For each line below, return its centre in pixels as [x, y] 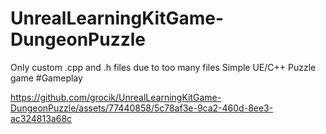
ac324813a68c [41, 118]
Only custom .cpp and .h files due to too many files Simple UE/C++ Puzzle [163, 67]
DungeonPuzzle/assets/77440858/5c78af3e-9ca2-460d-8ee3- [142, 108]
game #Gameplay [46, 78]
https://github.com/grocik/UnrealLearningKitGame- [116, 97]
